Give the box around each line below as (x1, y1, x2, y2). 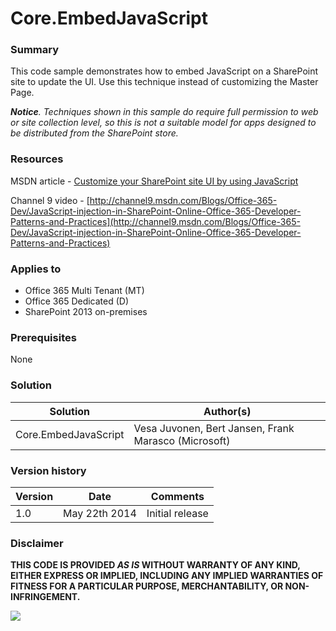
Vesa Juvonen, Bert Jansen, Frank (133, 421, 295, 435)
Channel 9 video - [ (10, 194, 90, 206)
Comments (150, 489, 205, 503)
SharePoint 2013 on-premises (24, 306, 148, 318)
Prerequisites (10, 331, 77, 344)
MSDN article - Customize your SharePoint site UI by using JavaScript (10, 175, 299, 187)
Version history (10, 463, 87, 477)
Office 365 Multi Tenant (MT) (24, 285, 145, 297)
